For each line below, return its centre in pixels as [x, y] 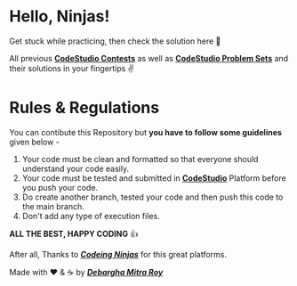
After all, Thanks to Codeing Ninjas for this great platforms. [118, 254]
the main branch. [53, 206]
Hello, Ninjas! [60, 16]
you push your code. [60, 187]
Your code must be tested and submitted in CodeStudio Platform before [154, 178]
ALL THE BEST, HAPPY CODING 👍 [74, 233]
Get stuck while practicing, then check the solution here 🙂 [115, 41]
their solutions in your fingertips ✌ [72, 68]
